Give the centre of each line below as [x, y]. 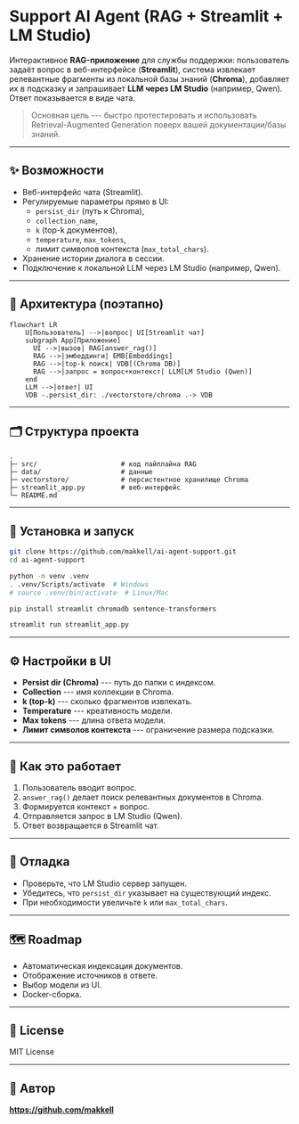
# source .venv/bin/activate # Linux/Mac [89, 593]
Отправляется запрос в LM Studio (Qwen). [102, 816]
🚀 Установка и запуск [72, 531]
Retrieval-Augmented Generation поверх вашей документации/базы [158, 124]
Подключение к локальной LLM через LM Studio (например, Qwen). [151, 267]
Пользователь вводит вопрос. [79, 787]
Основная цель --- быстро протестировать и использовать [144, 115]
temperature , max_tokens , [81, 239]
